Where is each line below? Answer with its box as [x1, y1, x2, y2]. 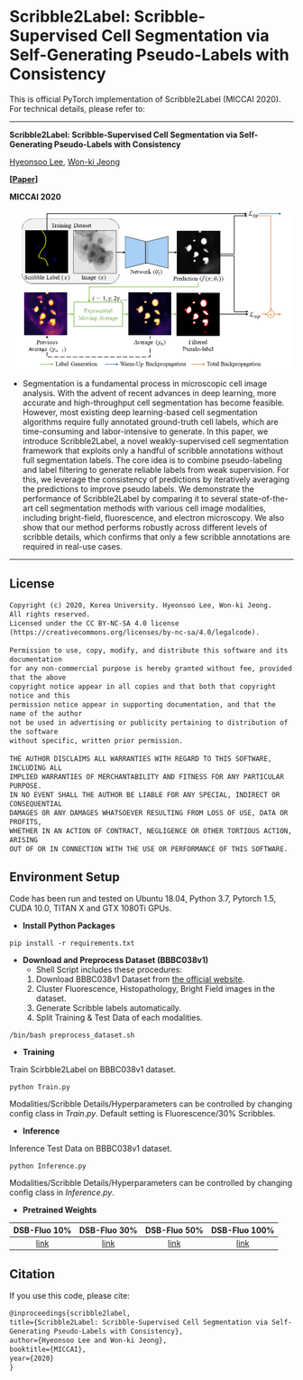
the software [9, 727, 59, 736]
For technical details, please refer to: [9, 103, 146, 114]
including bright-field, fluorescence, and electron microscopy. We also [22, 513, 285, 523]
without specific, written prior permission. [9, 736, 183, 746]
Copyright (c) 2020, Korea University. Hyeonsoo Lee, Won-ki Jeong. [9, 601, 272, 610]
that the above [9, 673, 67, 682]
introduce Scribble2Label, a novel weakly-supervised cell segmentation [22, 436, 289, 447]
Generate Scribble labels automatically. [35, 1003, 182, 1014]
